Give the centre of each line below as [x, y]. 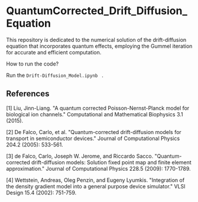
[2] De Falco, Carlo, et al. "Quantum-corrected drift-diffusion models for [94, 132]
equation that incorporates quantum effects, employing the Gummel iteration [99, 46]
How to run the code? [33, 64]
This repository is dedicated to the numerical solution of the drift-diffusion [96, 40]
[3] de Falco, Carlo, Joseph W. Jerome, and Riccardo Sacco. [80, 156]
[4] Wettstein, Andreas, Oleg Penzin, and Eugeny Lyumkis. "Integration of [95, 180]
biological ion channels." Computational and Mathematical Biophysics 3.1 [95, 114]
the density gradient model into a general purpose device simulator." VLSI [96, 186]
